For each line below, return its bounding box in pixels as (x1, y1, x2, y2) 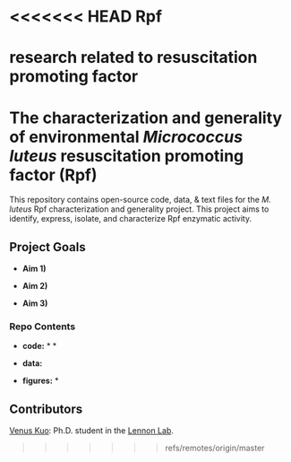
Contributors (9, 401, 83, 416)
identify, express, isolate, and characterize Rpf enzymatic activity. (9, 214, 252, 224)
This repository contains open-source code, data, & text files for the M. (9, 195, 271, 205)
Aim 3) (21, 298, 48, 309)
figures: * (21, 375, 60, 387)
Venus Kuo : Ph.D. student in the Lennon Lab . (9, 425, 175, 436)
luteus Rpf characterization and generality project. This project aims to (9, 204, 270, 214)
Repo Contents (9, 320, 76, 333)
